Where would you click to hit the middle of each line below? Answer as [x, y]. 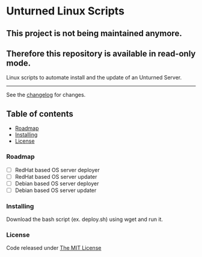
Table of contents [40, 113]
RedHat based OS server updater [56, 176]
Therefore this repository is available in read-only [101, 53]
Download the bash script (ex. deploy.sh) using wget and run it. [85, 219]
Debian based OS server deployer [57, 183]
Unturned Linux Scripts [66, 11]
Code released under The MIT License [54, 248]
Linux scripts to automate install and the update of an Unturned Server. [94, 78]
